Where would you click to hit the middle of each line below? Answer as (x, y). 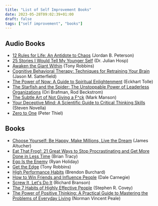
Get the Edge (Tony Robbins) (42, 166)
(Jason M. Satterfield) (34, 77)
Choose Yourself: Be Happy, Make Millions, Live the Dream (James (80, 140)
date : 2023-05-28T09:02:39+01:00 (39, 14)
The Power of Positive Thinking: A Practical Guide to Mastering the (80, 193)
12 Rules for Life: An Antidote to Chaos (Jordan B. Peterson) (73, 55)
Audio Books (25, 43)
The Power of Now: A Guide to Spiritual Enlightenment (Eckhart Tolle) (83, 82)
